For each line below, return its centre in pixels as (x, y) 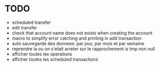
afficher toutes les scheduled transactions (55, 59)
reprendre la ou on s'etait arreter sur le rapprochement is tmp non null (83, 49)
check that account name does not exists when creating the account (82, 33)
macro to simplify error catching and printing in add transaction (77, 38)
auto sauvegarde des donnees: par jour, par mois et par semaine (78, 43)
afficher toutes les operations (42, 54)
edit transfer (25, 27)
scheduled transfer (31, 22)
